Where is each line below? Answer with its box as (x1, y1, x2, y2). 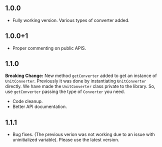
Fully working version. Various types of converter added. (12, 17, 130, 23)
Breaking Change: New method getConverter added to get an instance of (5, 72, 157, 79)
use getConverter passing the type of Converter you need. (5, 88, 125, 94)
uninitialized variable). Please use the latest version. (12, 137, 119, 143)
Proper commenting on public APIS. (12, 45, 86, 51)
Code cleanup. (12, 98, 43, 104)
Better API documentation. (12, 103, 67, 109)
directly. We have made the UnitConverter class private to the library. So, (5, 83, 155, 89)
